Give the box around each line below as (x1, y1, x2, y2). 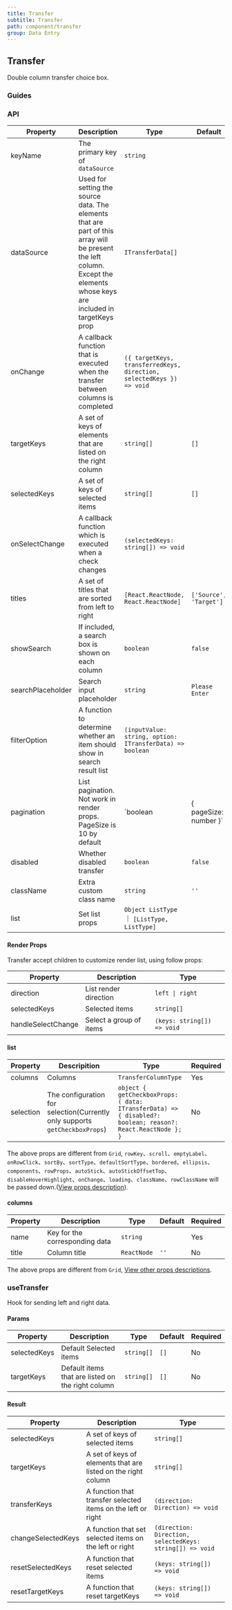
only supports (47, 1115, 92, 1125)
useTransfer (7, 1283, 49, 1292)
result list (78, 766, 108, 776)
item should (78, 740, 117, 749)
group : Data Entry (7, 29, 60, 37)
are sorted (78, 594, 112, 603)
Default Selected (61, 1344, 115, 1353)
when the (78, 367, 109, 377)
